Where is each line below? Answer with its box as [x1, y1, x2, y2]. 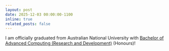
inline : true [5, 16, 33, 21]
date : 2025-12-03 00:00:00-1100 [5, 12, 73, 17]
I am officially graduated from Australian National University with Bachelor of [5, 35, 164, 41]
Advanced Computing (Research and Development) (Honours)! [5, 40, 136, 46]
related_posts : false [5, 21, 51, 26]
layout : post [5, 7, 33, 12]
